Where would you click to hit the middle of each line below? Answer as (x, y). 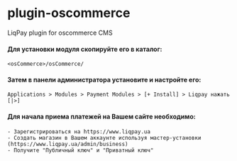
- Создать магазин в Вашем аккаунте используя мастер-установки (104, 138)
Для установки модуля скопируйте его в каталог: (85, 49)
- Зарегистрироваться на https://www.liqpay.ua (79, 132)
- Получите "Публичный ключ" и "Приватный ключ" (81, 150)
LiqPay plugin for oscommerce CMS (60, 33)
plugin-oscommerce (69, 13)
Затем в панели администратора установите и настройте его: (104, 79)
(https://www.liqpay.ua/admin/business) (68, 144)
